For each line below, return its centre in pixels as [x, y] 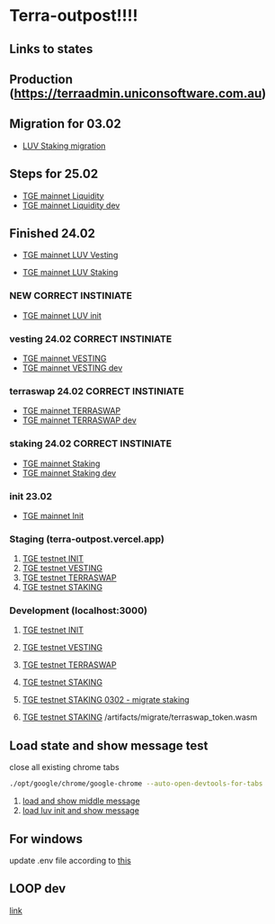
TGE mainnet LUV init [62, 315]
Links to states [51, 49]
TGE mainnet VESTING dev [72, 368]
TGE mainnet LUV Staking [70, 273]
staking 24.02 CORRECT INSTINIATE [91, 444]
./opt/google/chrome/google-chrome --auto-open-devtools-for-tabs [136, 784]
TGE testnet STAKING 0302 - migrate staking [106, 700]
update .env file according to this [71, 860]
